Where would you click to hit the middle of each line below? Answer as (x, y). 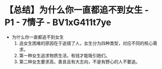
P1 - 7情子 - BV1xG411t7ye (58, 22)
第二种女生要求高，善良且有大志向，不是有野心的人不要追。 (80, 62)
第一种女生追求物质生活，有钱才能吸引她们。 (65, 55)
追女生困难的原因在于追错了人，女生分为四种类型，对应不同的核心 (86, 43)
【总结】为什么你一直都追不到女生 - (77, 10)
